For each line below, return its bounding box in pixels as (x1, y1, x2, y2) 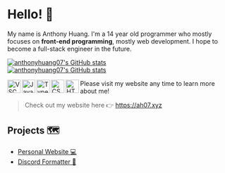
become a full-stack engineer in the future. (7, 44, 132, 53)
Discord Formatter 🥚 (17, 158, 76, 166)
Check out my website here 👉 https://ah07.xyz (24, 101, 162, 109)
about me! (80, 86, 110, 95)
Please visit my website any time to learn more (80, 79, 215, 87)
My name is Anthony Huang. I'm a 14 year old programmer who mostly (7, 30, 212, 38)
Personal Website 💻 (17, 147, 77, 155)
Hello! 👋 (7, 6, 54, 23)
